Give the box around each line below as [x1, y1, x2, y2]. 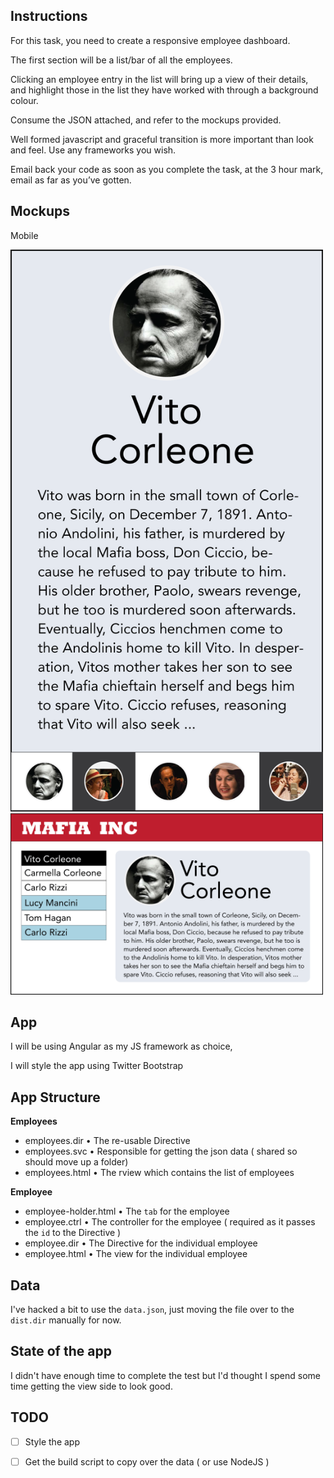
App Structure [10, 1089, 101, 1106]
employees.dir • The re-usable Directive [24, 1135, 191, 1147]
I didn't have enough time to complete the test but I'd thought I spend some [10, 1369, 322, 1381]
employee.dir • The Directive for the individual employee [24, 1237, 258, 1249]
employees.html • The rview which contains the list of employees [24, 1167, 295, 1179]
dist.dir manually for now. [10, 1314, 122, 1326]
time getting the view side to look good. [10, 1380, 173, 1392]
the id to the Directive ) [24, 1227, 122, 1239]
